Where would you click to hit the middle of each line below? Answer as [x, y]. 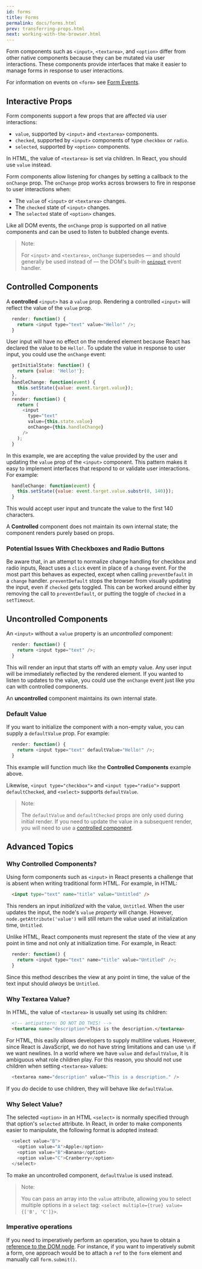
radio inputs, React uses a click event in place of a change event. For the [96, 568]
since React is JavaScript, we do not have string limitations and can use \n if [101, 1047]
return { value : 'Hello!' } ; [51, 371]
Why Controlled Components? [52, 864]
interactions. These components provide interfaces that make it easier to [96, 65]
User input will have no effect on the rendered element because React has [99, 342]
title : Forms [23, 17]
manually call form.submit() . [42, 1259]
